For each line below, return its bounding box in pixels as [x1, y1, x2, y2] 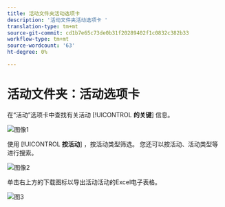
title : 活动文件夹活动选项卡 [7, 10, 81, 17]
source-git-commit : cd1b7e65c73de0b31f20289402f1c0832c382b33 [7, 29, 189, 37]
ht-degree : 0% [7, 49, 48, 56]
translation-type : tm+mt [7, 23, 78, 30]
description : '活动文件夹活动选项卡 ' [7, 17, 108, 23]
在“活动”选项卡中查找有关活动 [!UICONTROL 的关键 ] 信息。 [7, 110, 174, 119]
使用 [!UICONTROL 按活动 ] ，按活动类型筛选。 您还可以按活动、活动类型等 [7, 139, 219, 148]
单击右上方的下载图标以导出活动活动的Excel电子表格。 [7, 177, 162, 186]
